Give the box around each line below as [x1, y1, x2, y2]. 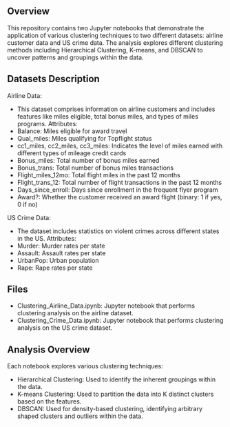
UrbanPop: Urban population [17, 256, 99, 264]
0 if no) [17, 200, 38, 208]
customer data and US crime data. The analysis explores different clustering [7, 38, 224, 47]
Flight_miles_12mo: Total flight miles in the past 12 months [17, 170, 180, 179]
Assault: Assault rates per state [17, 248, 106, 257]
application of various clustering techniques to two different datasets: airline [7, 31, 224, 39]
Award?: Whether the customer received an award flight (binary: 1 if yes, [17, 192, 222, 201]
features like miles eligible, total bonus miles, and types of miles [17, 112, 198, 120]
